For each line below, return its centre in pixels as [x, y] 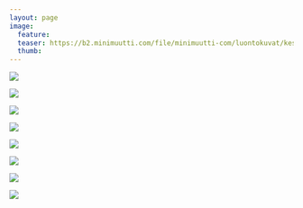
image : [22, 26]
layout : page [34, 18]
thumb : [30, 51]
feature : [34, 34]
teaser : [32, 43]
